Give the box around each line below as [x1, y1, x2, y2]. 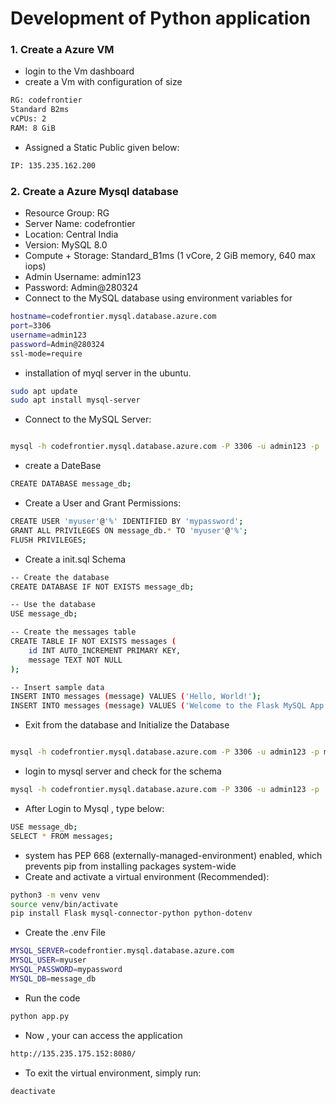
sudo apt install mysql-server [10, 395, 141, 406]
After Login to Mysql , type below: [24, 802, 165, 814]
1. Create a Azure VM [10, 43, 115, 57]
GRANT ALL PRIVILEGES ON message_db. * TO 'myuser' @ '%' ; [10, 525, 248, 536]
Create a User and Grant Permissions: [24, 497, 182, 509]
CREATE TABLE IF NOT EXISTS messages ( [10, 637, 177, 647]
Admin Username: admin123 [24, 271, 142, 283]
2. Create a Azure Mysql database [10, 184, 179, 198]
